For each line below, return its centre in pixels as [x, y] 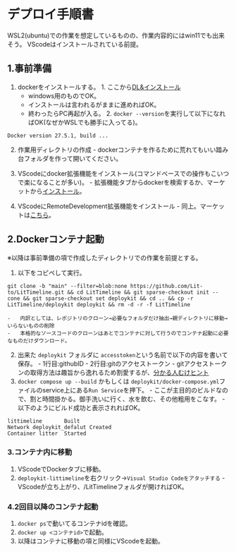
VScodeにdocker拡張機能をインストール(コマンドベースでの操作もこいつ [123, 173]
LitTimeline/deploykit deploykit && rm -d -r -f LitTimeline [99, 304]
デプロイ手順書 [51, 14]
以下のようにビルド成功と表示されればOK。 [81, 407]
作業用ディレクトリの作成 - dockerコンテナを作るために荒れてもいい [117, 150]
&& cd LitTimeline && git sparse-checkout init [138, 292]
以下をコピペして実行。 [51, 272]
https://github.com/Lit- [166, 286]
